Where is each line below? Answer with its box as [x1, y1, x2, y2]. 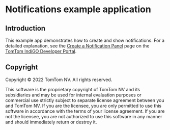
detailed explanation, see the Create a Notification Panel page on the [5, 43, 150, 49]
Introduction [5, 24, 46, 33]
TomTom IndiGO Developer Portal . [5, 48, 77, 54]
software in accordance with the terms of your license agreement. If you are [5, 108, 165, 114]
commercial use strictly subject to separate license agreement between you [5, 97, 164, 103]
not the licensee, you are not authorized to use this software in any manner [5, 113, 163, 119]
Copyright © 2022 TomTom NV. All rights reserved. [5, 76, 112, 83]
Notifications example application [5, 4, 151, 15]
